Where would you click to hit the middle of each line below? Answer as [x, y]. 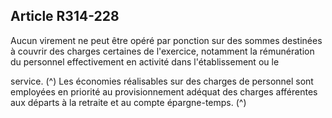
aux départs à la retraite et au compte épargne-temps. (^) [128, 102]
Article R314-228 [65, 16]
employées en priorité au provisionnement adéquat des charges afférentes [164, 91]
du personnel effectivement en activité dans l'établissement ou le [145, 61]
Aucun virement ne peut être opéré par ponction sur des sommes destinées [166, 40]
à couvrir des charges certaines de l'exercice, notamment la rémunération [162, 51]
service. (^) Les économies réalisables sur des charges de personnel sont [162, 81]
